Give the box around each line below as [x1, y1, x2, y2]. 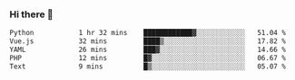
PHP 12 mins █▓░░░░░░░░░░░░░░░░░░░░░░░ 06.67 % [9, 53, 286, 62]
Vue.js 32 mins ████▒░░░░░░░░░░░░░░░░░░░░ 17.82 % [9, 37, 286, 46]
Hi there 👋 [9, 8, 54, 21]
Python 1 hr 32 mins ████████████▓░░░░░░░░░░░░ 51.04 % [9, 29, 286, 38]
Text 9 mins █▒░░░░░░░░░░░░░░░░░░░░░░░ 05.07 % [9, 62, 286, 71]
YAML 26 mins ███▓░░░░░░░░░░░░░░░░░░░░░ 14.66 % [9, 45, 286, 55]
